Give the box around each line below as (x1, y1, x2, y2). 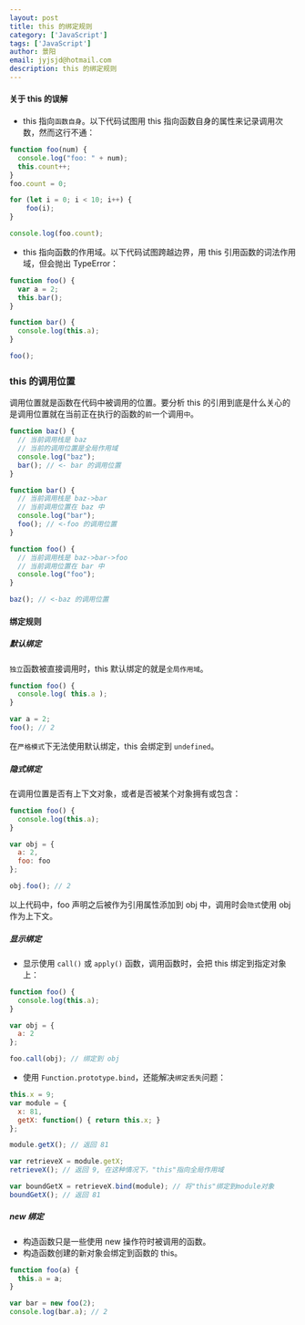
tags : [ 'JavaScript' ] (9, 38, 92, 48)
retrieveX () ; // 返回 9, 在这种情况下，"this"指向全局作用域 (9, 1165, 225, 1175)
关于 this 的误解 (9, 93, 68, 105)
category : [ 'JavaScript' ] (9, 30, 107, 39)
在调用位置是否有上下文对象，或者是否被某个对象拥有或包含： (9, 788, 241, 799)
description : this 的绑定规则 (9, 65, 117, 74)
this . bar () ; (17, 293, 64, 302)
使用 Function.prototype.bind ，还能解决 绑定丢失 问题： (22, 1072, 226, 1082)
